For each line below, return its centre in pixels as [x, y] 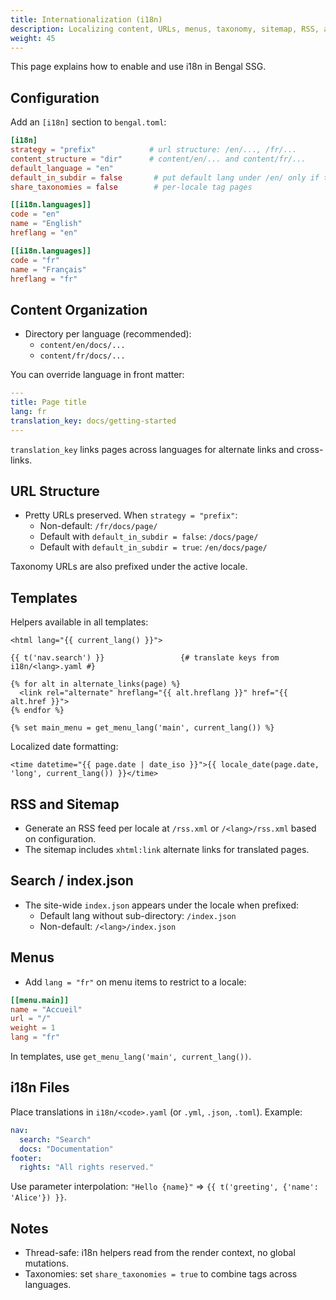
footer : [26, 1158]
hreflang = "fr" [44, 279]
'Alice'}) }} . [38, 1197]
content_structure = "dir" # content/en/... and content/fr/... [158, 159]
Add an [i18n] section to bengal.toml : [88, 122]
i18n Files [40, 1087]
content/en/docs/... [82, 346]
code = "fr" [35, 260]
